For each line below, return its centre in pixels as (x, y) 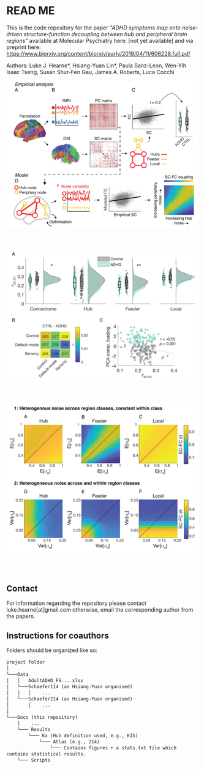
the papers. (21, 617)
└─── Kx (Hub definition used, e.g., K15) (83, 735)
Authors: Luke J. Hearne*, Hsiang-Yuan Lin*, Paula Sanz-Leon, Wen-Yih (96, 66)
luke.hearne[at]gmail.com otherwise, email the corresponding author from (100, 610)
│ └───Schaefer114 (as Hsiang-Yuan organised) (70, 686)
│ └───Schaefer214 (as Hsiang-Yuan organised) (70, 699)
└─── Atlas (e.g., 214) (69, 741)
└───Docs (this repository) (42, 717)
